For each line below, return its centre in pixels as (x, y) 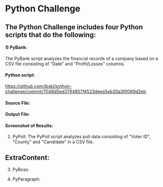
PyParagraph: (26, 179)
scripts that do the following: (51, 35)
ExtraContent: (27, 157)
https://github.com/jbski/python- (38, 86)
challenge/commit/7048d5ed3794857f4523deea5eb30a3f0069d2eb (76, 91)
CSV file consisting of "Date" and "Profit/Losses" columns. (65, 64)
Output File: (18, 114)
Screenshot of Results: (29, 125)
